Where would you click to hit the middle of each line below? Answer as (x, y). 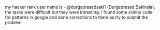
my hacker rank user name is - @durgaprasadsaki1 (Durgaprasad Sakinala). (80, 7)
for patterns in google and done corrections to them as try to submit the (77, 17)
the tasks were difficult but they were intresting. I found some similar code (79, 12)
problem (13, 22)
